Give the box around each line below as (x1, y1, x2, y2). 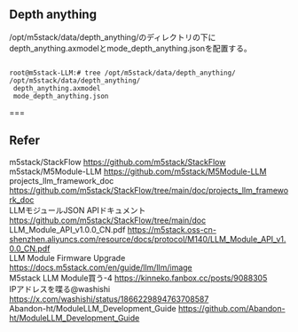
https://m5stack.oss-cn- (127, 224, 217, 234)
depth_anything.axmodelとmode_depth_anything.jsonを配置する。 (9, 43, 252, 53)
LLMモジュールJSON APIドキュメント (9, 204, 146, 216)
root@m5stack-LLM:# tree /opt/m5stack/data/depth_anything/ (9, 68, 237, 77)
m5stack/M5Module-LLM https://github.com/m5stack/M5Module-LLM (9, 166, 267, 177)
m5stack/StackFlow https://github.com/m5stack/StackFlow (9, 156, 226, 167)
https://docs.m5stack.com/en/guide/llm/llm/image (9, 262, 192, 273)
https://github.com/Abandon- (177, 303, 286, 313)
